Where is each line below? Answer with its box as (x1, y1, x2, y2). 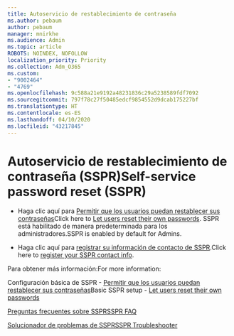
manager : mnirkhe (7, 30, 59, 38)
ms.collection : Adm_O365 (7, 63, 81, 70)
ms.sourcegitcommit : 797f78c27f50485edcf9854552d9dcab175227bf (7, 97, 199, 104)
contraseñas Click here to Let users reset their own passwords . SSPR (17, 215, 219, 223)
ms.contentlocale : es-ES (7, 109, 81, 116)
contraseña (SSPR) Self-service (7, 168, 196, 185)
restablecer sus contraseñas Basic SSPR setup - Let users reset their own (7, 286, 222, 295)
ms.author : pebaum (7, 17, 62, 24)
